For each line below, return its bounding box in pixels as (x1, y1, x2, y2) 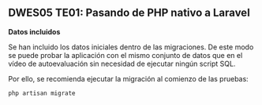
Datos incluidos (8, 27, 61, 36)
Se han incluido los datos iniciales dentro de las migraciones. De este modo (8, 42, 254, 52)
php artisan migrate (8, 89, 77, 97)
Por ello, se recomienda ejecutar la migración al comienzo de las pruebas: (8, 74, 249, 83)
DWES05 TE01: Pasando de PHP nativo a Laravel (8, 6, 250, 20)
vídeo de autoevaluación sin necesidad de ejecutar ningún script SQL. (8, 59, 236, 68)
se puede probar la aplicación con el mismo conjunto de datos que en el (8, 50, 243, 60)
